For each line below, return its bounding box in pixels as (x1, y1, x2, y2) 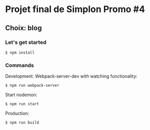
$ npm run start (5, 102, 39, 107)
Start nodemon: (5, 92, 38, 98)
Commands (5, 61, 34, 69)
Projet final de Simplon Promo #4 (5, 4, 145, 15)
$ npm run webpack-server (5, 83, 59, 88)
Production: (5, 110, 29, 116)
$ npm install (5, 50, 35, 55)
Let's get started (5, 39, 47, 46)
